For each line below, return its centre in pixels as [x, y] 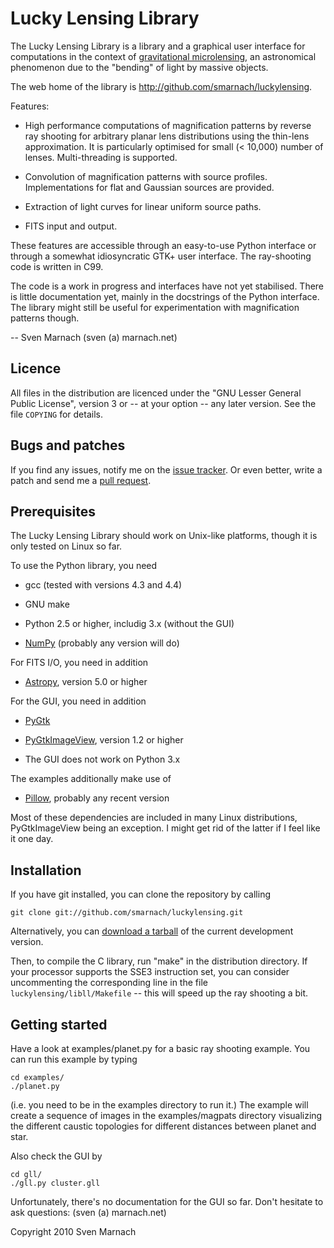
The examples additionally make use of [91, 779]
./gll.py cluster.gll [55, 1183]
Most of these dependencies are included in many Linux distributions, [154, 818]
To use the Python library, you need [84, 566]
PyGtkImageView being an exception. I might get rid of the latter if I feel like [165, 828]
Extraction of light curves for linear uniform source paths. [143, 206]
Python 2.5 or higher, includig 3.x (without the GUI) [129, 624]
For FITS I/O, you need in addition [79, 663]
